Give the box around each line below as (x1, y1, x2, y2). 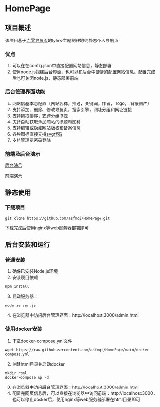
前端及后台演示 (5, 150, 40, 157)
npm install (5, 284, 29, 289)
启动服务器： (12, 293, 38, 299)
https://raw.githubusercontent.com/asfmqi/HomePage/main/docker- (16, 347, 152, 352)
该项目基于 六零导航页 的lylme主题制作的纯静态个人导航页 (5, 38, 119, 43)
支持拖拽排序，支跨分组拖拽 (12, 113, 68, 119)
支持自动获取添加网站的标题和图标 (12, 119, 81, 124)
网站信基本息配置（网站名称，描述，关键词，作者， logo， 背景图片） (12, 101, 152, 106)
